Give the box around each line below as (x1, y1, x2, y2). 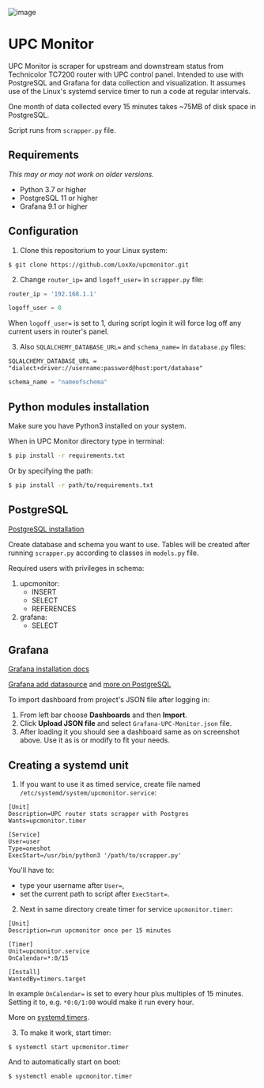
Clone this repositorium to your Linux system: (19, 245, 168, 255)
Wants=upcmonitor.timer (8, 817, 87, 825)
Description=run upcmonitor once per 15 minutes (8, 927, 172, 935)
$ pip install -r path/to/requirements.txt (8, 481, 154, 489)
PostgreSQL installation (8, 524, 85, 534)
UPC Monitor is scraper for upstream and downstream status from (8, 61, 224, 70)
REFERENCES (31, 603, 77, 613)
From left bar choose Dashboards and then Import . (19, 710, 187, 720)
